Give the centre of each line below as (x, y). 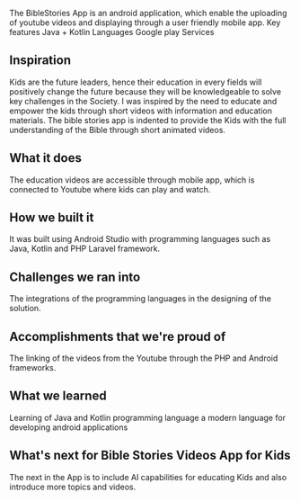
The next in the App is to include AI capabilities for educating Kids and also (148, 477)
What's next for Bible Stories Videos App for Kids (150, 456)
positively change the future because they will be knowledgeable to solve (145, 91)
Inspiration (40, 61)
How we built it (52, 218)
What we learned (58, 396)
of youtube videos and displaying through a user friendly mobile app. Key (145, 22)
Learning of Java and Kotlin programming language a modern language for (147, 417)
